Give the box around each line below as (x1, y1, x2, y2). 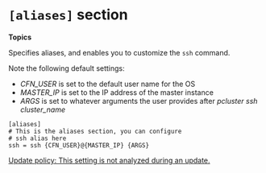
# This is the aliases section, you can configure (8, 127, 182, 135)
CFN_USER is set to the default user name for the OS (19, 79, 196, 89)
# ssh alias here (8, 134, 67, 142)
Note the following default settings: (8, 63, 125, 73)
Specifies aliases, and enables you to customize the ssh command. (8, 47, 231, 57)
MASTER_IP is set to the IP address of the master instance (19, 87, 214, 97)
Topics (8, 32, 32, 42)
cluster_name (19, 105, 66, 114)
